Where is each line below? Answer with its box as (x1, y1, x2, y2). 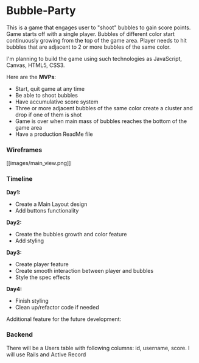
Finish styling (15, 297, 49, 305)
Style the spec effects (15, 273, 71, 281)
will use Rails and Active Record (6, 351, 86, 358)
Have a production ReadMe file (15, 130, 93, 138)
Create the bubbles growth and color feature (15, 230, 127, 238)
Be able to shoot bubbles (15, 91, 78, 99)
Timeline (6, 175, 33, 183)
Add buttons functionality (15, 206, 79, 214)
